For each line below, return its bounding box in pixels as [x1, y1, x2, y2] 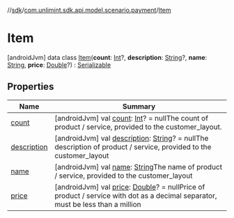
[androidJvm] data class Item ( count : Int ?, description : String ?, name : [7, 53, 208, 61]
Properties [7, 81, 54, 93]
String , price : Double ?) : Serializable [7, 61, 111, 69]
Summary [122, 101, 156, 111]
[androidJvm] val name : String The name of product [54, 162, 223, 171]
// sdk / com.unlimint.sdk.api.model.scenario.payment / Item [7, 6, 172, 14]
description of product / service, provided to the [54, 142, 212, 152]
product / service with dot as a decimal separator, [54, 191, 217, 201]
